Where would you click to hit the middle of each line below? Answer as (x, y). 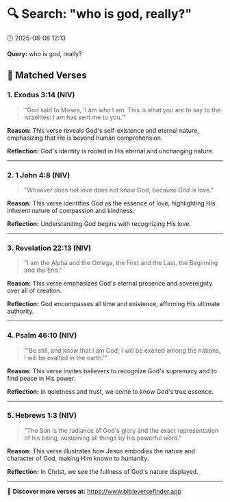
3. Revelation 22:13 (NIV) (49, 248)
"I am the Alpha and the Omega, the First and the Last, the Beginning (121, 263)
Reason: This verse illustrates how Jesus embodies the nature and (101, 451)
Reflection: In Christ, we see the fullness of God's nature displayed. (103, 471)
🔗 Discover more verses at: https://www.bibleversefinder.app (94, 491)
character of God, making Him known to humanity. (78, 458)
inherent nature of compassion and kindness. (71, 210)
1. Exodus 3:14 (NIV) (41, 95)
